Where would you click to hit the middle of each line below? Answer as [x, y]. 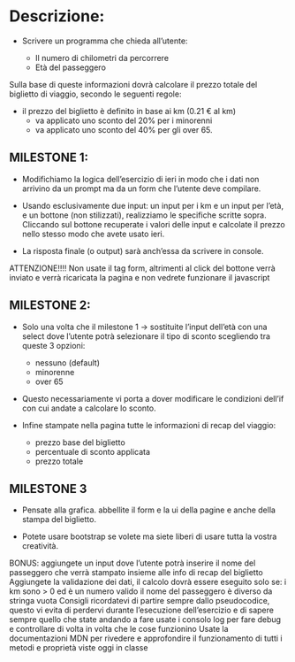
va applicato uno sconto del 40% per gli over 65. [124, 129]
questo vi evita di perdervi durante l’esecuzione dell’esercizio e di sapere [141, 610]
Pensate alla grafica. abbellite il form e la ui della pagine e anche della [149, 510]
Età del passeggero [70, 67]
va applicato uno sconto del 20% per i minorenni [124, 120]
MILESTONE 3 [48, 489]
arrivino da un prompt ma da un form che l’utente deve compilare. [141, 189]
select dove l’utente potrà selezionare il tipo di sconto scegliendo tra [146, 336]
